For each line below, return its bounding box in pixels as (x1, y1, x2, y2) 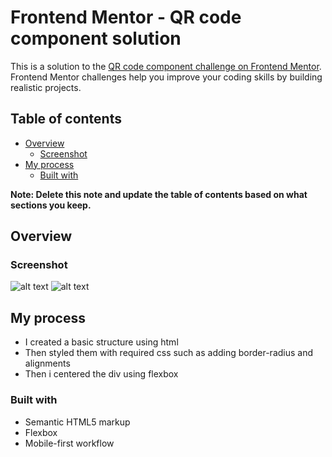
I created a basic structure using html (24, 336, 179, 348)
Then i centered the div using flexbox (24, 368, 179, 380)
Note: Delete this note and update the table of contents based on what (10, 188, 308, 200)
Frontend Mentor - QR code (10, 6, 242, 29)
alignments (24, 357, 71, 370)
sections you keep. (10, 199, 92, 211)
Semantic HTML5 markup (24, 416, 131, 428)
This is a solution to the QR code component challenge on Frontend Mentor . (10, 60, 322, 72)
